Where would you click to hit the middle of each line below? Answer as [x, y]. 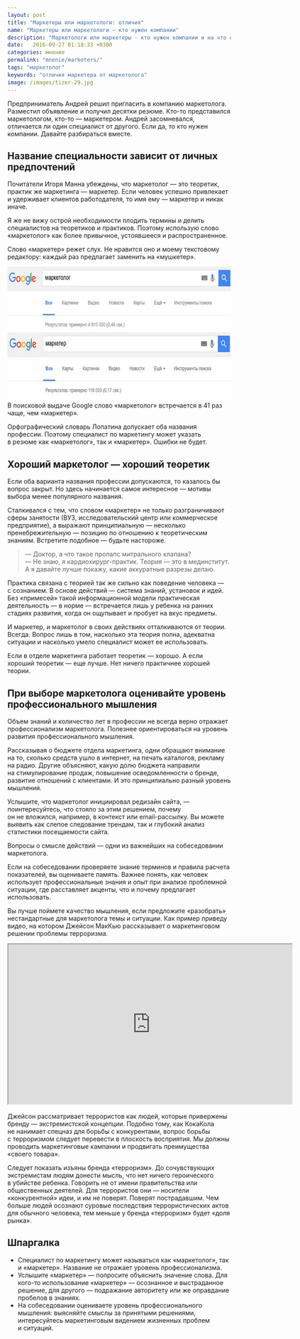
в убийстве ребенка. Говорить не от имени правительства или [102, 1183]
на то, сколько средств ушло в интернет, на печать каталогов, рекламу [116, 758]
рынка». [20, 1220]
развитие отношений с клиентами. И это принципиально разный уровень [119, 780]
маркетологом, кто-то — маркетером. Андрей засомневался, [101, 119]
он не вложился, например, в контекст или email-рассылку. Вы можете [116, 816]
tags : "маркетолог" [36, 67]
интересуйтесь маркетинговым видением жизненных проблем [114, 1320]
